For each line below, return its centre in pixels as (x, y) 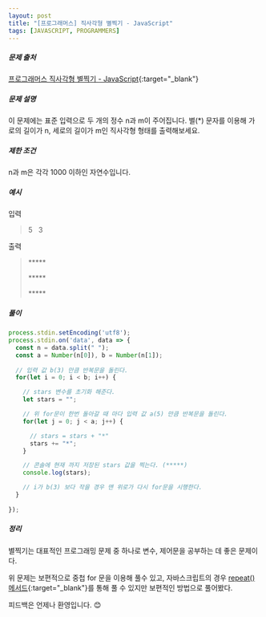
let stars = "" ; (50, 400)
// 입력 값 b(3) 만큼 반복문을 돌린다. (72, 370)
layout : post (30, 16)
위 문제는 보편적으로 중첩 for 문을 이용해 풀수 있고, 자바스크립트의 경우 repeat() (132, 578)
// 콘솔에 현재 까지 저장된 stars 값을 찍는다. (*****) (105, 465)
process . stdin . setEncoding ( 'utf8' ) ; (69, 333)
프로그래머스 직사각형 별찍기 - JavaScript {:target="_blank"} (103, 79)
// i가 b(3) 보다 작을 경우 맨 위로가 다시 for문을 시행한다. (113, 487)
